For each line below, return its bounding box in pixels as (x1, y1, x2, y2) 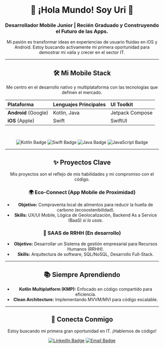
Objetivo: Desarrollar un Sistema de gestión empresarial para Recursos (14, 241, 158, 247)
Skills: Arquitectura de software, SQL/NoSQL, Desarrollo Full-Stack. (17, 251, 154, 257)
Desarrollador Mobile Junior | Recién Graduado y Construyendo (5, 22, 159, 29)
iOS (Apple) (7, 117, 35, 124)
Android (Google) (7, 110, 49, 116)
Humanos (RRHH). (67, 246, 104, 252)
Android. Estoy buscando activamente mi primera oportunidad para (14, 44, 150, 50)
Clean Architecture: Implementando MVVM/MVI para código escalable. (13, 296, 158, 302)
